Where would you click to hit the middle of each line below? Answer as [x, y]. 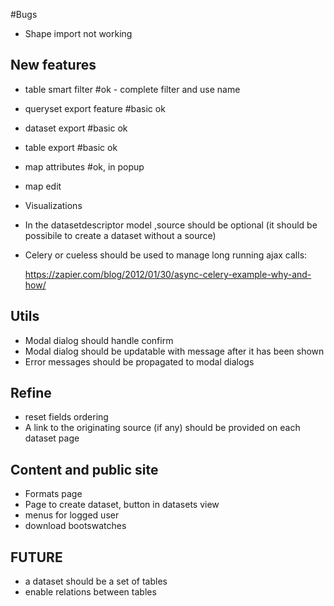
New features [53, 65]
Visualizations [53, 205]
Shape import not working [78, 33]
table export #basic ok [71, 147]
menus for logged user [72, 515]
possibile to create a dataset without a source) [120, 235]
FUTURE [36, 557]
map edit [43, 186]
